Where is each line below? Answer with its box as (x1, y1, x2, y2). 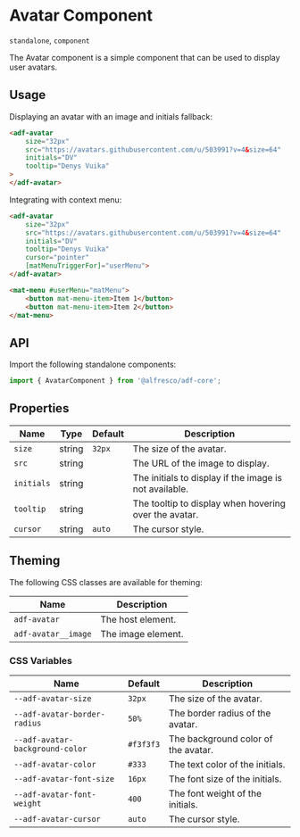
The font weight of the (168, 787, 262, 800)
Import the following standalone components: (9, 359, 177, 370)
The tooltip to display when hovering (132, 497, 286, 510)
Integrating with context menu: (9, 194, 122, 205)
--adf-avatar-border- (13, 709, 105, 719)
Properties (9, 401, 70, 416)
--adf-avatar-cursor (13, 814, 101, 824)
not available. (132, 483, 189, 495)
